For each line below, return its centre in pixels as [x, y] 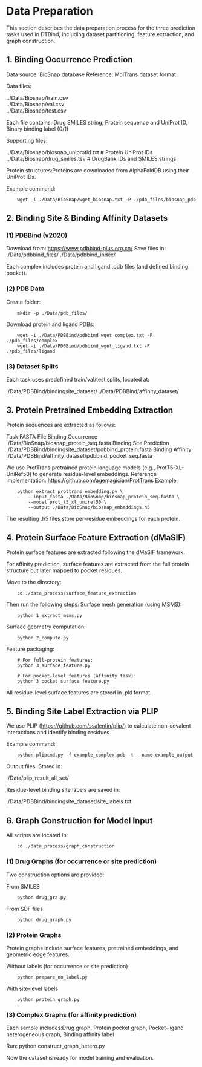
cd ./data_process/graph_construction [66, 846]
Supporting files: [27, 140]
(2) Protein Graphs [34, 935]
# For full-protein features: [55, 660]
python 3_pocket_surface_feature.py [64, 681]
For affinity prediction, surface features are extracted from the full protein [98, 564]
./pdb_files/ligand [31, 351]
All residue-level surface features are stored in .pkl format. [79, 692]
